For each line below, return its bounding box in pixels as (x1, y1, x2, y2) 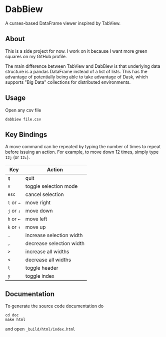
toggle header (25, 265, 58, 272)
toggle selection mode (25, 183, 78, 190)
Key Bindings (5, 130, 47, 139)
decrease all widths (25, 256, 71, 263)
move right (25, 199, 51, 206)
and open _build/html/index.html (5, 326, 75, 332)
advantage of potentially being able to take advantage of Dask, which (5, 74, 148, 80)
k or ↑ (7, 223, 21, 231)
